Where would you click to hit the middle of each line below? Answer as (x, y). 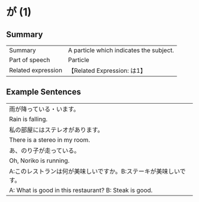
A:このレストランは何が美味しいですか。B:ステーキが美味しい (94, 171)
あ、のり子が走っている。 (45, 150)
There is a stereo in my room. (50, 140)
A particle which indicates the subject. (121, 50)
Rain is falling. (28, 119)
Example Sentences (44, 92)
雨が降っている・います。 (44, 109)
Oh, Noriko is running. (39, 161)
